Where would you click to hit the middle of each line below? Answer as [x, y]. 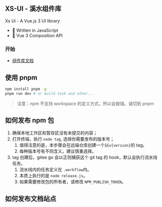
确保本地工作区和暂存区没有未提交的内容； [55, 133]
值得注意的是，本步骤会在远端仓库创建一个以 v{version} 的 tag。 [83, 145]
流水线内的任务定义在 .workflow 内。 [55, 169]
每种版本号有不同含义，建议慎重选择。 [58, 151]
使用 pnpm [21, 77]
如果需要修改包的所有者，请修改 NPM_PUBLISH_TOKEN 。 [73, 182]
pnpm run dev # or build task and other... [50, 93]
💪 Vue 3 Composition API [37, 35]
